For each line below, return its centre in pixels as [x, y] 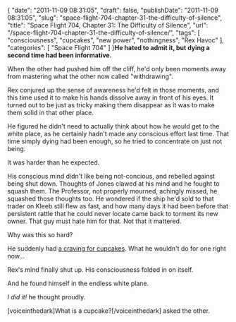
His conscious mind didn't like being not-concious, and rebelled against [111, 176]
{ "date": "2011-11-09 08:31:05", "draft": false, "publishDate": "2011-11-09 [113, 10]
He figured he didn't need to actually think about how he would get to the [113, 126]
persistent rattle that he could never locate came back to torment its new [113, 214]
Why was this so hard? [40, 235]
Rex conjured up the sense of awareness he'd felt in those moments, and [113, 90]
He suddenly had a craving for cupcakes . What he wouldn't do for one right [117, 249]
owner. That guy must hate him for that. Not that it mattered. [94, 221]
